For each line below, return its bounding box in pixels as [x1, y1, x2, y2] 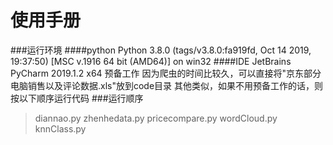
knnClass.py [34, 122, 87, 135]
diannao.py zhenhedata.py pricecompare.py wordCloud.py [34, 112, 278, 124]
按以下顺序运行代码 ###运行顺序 [10, 92, 144, 104]
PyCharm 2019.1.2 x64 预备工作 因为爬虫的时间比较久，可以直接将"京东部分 [10, 67, 322, 79]
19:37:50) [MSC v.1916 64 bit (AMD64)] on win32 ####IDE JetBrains [10, 55, 292, 67]
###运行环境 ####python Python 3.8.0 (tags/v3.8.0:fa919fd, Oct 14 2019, [10, 44, 312, 56]
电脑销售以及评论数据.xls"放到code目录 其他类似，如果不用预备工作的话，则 [10, 79, 324, 91]
